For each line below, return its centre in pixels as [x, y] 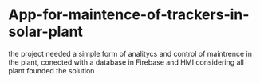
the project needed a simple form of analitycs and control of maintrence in [130, 53]
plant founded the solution [51, 70]
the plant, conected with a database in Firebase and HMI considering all [126, 62]
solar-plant [46, 32]
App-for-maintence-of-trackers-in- [129, 15]
